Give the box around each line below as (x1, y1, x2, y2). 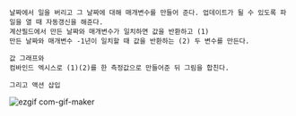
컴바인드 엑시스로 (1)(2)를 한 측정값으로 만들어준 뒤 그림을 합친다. (9, 63, 230, 72)
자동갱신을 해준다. (46, 18, 104, 27)
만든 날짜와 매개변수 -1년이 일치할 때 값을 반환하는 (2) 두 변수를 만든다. (9, 37, 250, 46)
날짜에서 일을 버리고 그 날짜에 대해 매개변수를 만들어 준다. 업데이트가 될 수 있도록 (9, 8, 276, 17)
